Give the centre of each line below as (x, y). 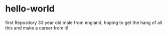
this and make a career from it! (37, 27)
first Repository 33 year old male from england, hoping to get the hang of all (84, 22)
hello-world (30, 9)
